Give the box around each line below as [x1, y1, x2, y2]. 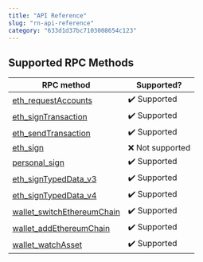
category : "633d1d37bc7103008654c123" [8, 26, 137, 34]
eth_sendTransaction [12, 127, 91, 139]
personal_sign [12, 157, 65, 168]
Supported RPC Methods [8, 56, 135, 69]
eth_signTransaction [12, 111, 88, 122]
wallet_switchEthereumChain [12, 206, 121, 217]
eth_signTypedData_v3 [12, 173, 97, 184]
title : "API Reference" [8, 11, 88, 20]
